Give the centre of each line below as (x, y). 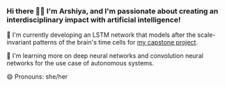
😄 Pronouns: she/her (37, 77)
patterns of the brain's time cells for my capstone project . (115, 42)
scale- (207, 35)
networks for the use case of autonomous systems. (80, 63)
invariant (19, 42)
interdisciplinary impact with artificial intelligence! (94, 19)
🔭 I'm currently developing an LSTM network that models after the (101, 35)
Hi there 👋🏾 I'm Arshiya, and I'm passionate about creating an (113, 11)
